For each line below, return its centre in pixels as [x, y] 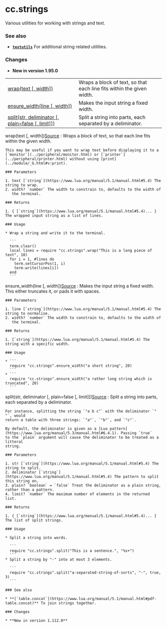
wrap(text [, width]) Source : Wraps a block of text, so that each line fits [78, 136]
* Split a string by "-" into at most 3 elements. [59, 559]
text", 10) [16, 255]
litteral [14, 442]
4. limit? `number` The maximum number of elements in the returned [78, 494]
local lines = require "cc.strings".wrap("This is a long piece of [81, 250]
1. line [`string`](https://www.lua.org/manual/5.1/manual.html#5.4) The [83, 309]
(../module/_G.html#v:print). [37, 163]
